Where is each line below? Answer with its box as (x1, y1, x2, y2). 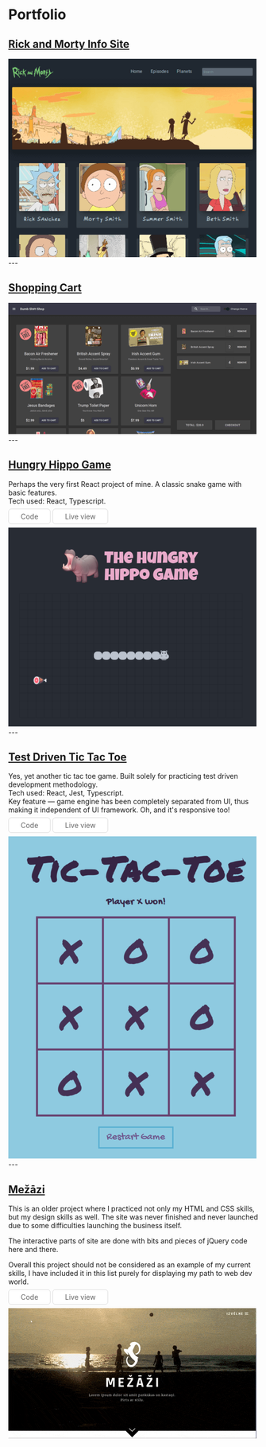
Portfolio (8, 6, 67, 24)
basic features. (8, 488, 57, 497)
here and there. (8, 1245, 59, 1254)
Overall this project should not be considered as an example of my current (8, 1260, 252, 1270)
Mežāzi (8, 1183, 45, 1196)
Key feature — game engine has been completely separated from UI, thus (8, 797, 249, 807)
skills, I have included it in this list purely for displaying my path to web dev (8, 1269, 253, 1278)
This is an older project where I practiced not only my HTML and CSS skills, (8, 1204, 256, 1214)
